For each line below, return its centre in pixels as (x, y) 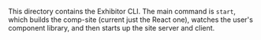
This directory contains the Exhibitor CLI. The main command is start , (122, 11)
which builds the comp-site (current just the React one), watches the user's (131, 20)
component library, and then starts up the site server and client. (112, 28)
